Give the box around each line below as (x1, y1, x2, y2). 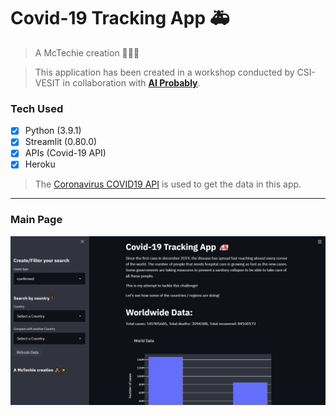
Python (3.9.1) (24, 125, 82, 137)
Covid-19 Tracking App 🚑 (10, 7, 230, 30)
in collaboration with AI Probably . (62, 76, 201, 89)
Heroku (24, 158, 56, 170)
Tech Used (10, 101, 64, 115)
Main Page (10, 213, 63, 227)
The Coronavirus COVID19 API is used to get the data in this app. (34, 178, 302, 190)
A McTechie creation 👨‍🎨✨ (34, 46, 140, 59)
